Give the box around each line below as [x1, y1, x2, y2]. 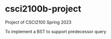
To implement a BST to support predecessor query [5, 28, 107, 34]
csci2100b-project [5, 3, 81, 14]
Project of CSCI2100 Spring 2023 [5, 19, 72, 25]
